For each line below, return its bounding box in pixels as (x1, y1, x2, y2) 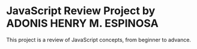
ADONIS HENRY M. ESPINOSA (6, 17, 159, 30)
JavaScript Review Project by (6, 4, 156, 18)
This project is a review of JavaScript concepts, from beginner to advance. (6, 36, 191, 43)
